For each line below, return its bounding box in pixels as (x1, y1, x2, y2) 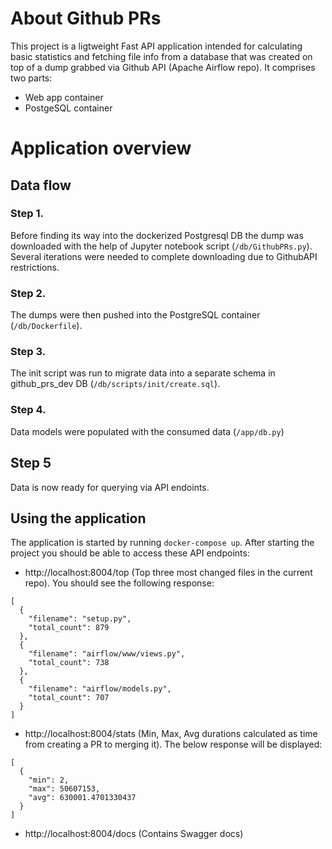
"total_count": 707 (28, 693, 110, 703)
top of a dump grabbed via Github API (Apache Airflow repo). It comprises (10, 61, 316, 73)
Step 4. (10, 403, 47, 417)
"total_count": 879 (28, 623, 110, 633)
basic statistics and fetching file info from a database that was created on (10, 50, 313, 62)
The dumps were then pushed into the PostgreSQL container (10, 309, 261, 321)
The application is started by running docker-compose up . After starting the (10, 537, 315, 549)
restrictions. (10, 261, 60, 273)
